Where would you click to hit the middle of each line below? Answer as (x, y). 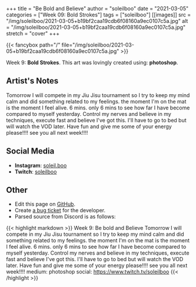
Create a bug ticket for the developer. (60, 211)
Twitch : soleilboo (36, 171)
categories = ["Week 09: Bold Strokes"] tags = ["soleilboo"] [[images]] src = (99, 15)
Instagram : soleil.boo (41, 165)
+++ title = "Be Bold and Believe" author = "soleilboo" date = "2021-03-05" (97, 9)
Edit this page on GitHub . (45, 204)
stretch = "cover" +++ (33, 34)
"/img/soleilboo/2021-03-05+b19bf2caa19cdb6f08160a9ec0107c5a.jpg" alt (97, 21)
